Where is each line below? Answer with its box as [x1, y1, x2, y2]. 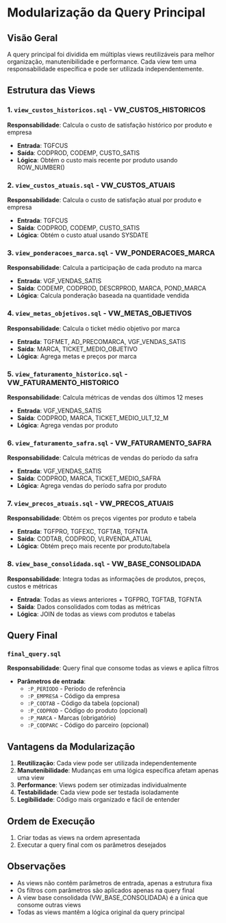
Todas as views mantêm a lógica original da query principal [16, 908, 185, 916]
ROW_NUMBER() [16, 163, 65, 171]
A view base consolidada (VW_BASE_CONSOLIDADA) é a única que [16, 893, 208, 902]
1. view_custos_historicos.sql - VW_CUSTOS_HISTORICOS [7, 105, 206, 114]
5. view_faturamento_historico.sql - [7, 369, 128, 378]
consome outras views [16, 900, 81, 909]
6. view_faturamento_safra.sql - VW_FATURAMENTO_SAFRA [7, 438, 212, 447]
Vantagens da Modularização [7, 741, 136, 752]
